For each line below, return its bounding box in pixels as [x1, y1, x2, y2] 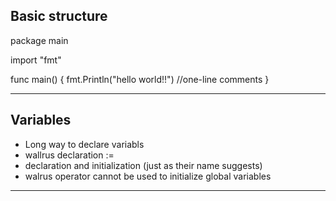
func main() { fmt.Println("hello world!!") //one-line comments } [10, 73, 270, 85]
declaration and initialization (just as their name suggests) [24, 159, 263, 171]
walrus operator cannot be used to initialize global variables [24, 170, 272, 182]
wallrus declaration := [24, 149, 115, 161]
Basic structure [10, 8, 108, 25]
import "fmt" [10, 54, 62, 66]
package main [10, 34, 69, 46]
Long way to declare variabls [24, 138, 145, 150]
